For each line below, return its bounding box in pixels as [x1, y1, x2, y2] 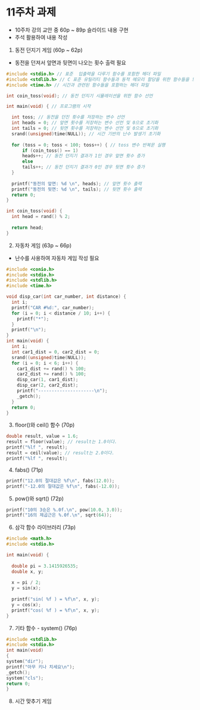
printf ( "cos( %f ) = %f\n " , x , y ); [11, 607, 100, 614]
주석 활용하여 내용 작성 [14, 33, 68, 41]
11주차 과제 [6, 5, 57, 19]
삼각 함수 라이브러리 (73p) [14, 524, 76, 531]
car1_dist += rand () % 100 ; [17, 366, 86, 372]
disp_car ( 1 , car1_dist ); [17, 376, 79, 383]
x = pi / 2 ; [11, 580, 42, 586]
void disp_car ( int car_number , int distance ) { [6, 294, 127, 300]
